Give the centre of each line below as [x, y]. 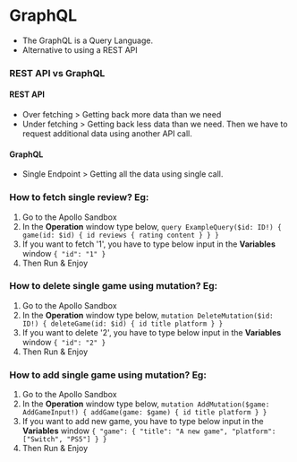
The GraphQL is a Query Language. [88, 40]
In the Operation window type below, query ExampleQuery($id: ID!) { [152, 226]
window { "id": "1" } [64, 253]
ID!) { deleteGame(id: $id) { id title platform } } [123, 324]
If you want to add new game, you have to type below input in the [143, 422]
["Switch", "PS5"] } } [64, 440]
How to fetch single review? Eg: [79, 197]
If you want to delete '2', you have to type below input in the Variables [152, 332]
